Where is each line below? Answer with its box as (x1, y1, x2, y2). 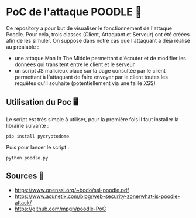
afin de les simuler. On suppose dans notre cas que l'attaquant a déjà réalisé (6, 37, 191, 44)
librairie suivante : (6, 122, 49, 129)
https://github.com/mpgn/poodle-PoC (14, 205, 106, 212)
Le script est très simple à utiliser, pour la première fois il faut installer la (6, 115, 179, 122)
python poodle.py (6, 155, 49, 161)
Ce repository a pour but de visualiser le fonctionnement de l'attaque (6, 25, 173, 32)
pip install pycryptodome (6, 133, 69, 139)
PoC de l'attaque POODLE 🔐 (6, 5, 142, 19)
